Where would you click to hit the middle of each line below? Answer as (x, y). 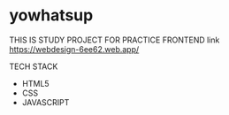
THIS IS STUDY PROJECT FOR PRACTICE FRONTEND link (114, 40)
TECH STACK (34, 66)
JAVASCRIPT (46, 102)
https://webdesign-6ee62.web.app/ (74, 49)
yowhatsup (51, 15)
